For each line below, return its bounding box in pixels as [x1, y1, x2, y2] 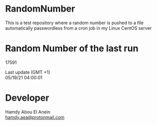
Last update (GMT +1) [5, 69, 50, 75]
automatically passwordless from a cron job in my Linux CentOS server [5, 25, 152, 31]
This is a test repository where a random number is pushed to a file [5, 20, 144, 26]
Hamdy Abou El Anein [5, 109, 51, 115]
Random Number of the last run [5, 43, 139, 54]
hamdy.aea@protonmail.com [5, 114, 65, 120]
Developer [5, 92, 49, 104]
